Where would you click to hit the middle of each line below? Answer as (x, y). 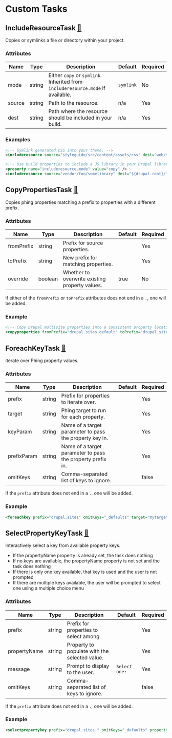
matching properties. (88, 264)
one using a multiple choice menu (48, 588)
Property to (81, 645)
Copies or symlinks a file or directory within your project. (65, 40)
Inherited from (66, 82)
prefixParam (23, 456)
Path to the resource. (73, 103)
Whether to (76, 273)
